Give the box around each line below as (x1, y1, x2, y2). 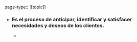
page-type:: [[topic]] (4, 4, 46, 10)
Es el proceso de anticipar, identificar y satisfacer (11, 16, 133, 23)
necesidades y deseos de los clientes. (11, 22, 105, 28)
